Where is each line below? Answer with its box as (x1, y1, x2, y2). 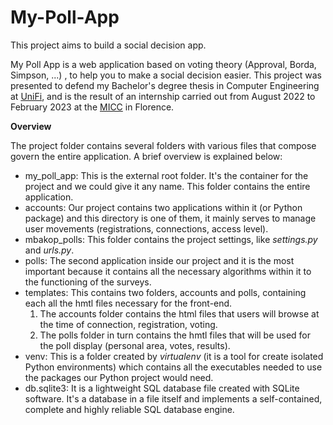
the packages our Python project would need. (24, 371, 214, 383)
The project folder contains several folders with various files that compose (10, 139, 317, 151)
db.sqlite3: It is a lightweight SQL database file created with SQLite (24, 382, 300, 394)
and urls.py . (24, 244, 75, 256)
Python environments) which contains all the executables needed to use (24, 361, 323, 373)
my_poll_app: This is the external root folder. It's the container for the (24, 169, 309, 181)
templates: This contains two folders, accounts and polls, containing (24, 286, 307, 298)
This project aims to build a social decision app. (10, 39, 207, 51)
